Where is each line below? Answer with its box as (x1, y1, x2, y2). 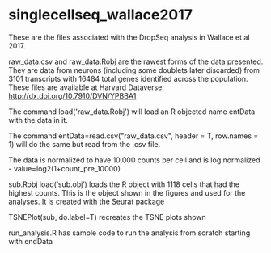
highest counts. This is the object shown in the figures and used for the (8, 188, 246, 197)
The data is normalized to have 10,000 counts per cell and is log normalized (8, 155, 260, 165)
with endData (8, 236, 53, 246)
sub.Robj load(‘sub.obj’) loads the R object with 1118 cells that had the (8, 179, 240, 189)
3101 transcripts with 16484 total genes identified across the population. (8, 74, 248, 83)
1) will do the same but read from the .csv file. (8, 139, 161, 149)
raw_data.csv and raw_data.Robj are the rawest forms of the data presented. (8, 57, 264, 66)
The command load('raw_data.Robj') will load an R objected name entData (8, 107, 256, 116)
